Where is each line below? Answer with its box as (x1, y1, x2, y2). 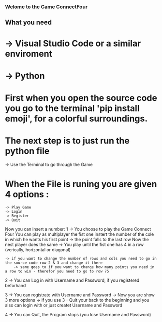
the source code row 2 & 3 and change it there (5, 260, 103, 265)
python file (5, 145, 50, 157)
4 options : (5, 189, 49, 200)
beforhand (5, 282, 26, 288)
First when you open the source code (5, 92, 157, 103)
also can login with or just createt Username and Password (5, 302, 122, 308)
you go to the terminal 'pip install (5, 103, 140, 113)
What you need (5, 18, 52, 27)
